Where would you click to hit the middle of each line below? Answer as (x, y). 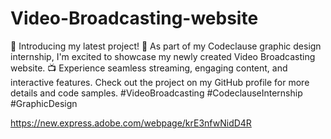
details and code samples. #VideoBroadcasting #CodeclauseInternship (156, 93)
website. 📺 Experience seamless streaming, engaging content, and (149, 68)
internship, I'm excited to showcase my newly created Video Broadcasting (163, 56)
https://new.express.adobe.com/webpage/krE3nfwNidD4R (131, 123)
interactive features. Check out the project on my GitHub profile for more (160, 82)
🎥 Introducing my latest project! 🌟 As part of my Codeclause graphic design (166, 46)
